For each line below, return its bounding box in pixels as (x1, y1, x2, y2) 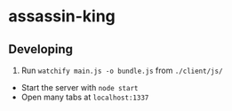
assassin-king (8, 6, 116, 27)
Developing (8, 42, 73, 57)
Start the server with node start (20, 83, 139, 92)
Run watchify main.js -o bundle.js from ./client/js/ (20, 65, 223, 75)
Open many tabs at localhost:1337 (20, 91, 149, 102)
